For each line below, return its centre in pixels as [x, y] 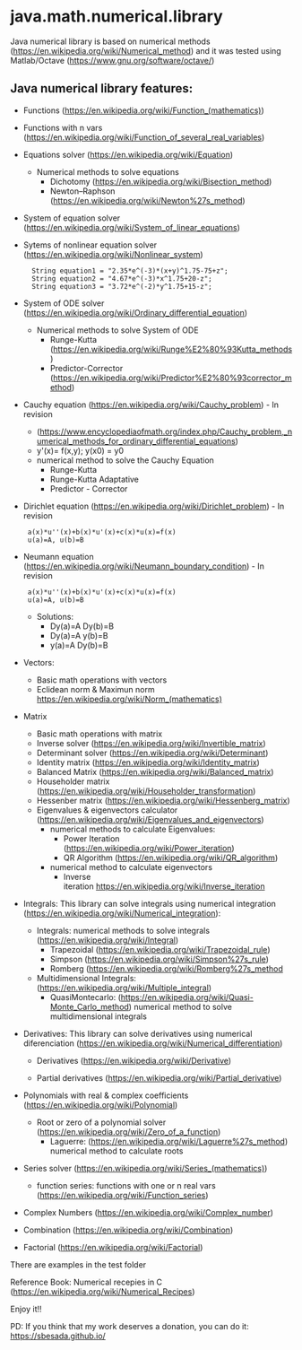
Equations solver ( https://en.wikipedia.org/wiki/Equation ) [128, 154]
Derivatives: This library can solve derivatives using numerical [138, 1033]
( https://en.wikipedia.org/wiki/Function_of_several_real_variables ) [144, 137]
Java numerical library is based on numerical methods [110, 41]
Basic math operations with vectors [102, 680]
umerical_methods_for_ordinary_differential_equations [136, 440]
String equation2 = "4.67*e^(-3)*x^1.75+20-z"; [122, 279]
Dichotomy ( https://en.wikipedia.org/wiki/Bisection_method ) [161, 181]
